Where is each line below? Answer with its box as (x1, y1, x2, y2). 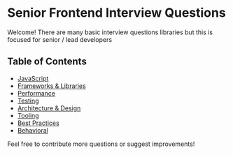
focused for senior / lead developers (7, 35, 113, 43)
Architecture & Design (17, 103, 81, 112)
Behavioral (17, 126, 49, 134)
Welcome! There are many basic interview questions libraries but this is (7, 28, 213, 36)
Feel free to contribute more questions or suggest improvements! (7, 140, 195, 148)
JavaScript (17, 74, 49, 82)
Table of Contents (7, 56, 87, 68)
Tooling (17, 111, 40, 119)
